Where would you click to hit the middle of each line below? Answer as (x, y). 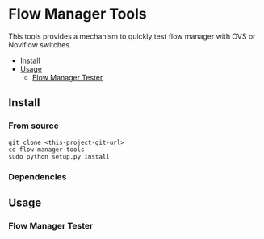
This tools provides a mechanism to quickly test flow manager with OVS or (132, 36)
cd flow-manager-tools (46, 150)
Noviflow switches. (40, 44)
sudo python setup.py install (59, 157)
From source (34, 126)
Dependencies (38, 176)
